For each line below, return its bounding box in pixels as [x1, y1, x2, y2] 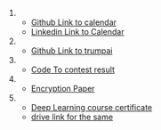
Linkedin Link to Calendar [30, 27, 125, 37]
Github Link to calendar [30, 17, 117, 28]
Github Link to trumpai [30, 45, 113, 56]
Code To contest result [30, 64, 116, 75]
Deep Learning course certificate [30, 102, 153, 112]
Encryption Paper [30, 84, 95, 93]
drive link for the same [30, 111, 114, 122]
